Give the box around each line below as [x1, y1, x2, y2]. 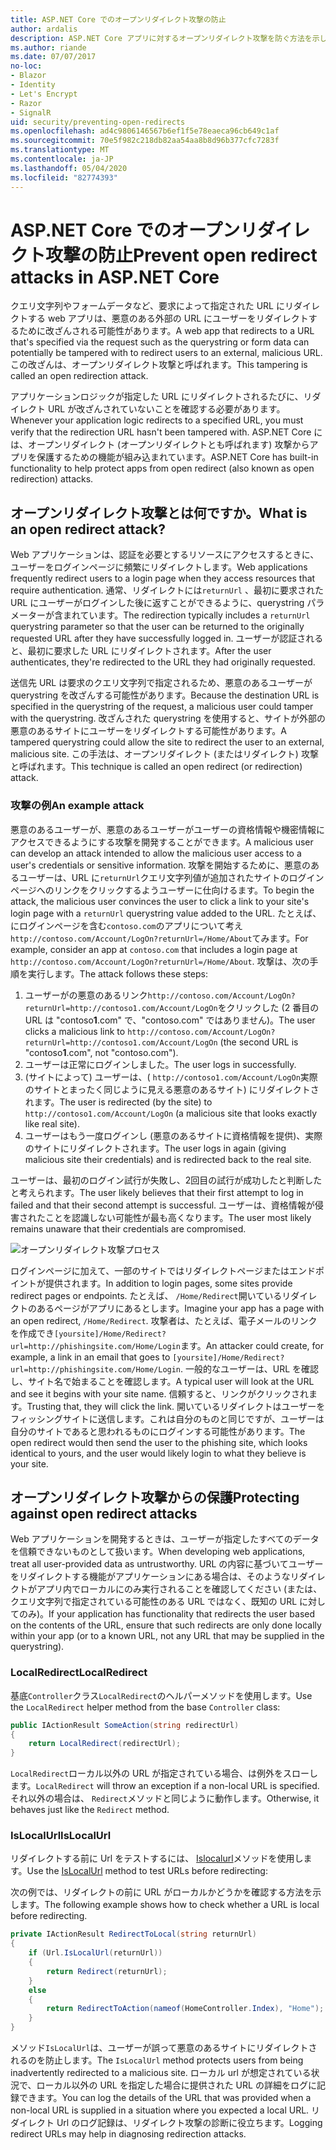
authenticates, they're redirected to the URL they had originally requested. [10, 656, 316, 668]
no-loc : [10, 61, 43, 71]
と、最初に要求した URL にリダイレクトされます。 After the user [10, 645, 272, 657]
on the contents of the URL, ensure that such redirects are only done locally [10, 1619, 322, 1631]
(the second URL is [219, 1036, 299, 1048]
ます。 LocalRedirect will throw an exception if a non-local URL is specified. [10, 1780, 320, 1792]
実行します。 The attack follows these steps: [27, 967, 208, 980]
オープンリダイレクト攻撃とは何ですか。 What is [10, 504, 308, 521]
